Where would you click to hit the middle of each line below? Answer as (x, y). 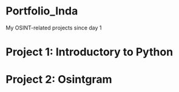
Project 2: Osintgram (59, 80)
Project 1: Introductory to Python (89, 52)
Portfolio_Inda (42, 11)
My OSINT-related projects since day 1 (54, 28)
